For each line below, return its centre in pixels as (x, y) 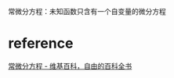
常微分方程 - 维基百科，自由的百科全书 (70, 66)
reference (41, 43)
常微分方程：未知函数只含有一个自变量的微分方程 (87, 11)
